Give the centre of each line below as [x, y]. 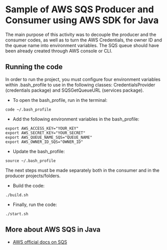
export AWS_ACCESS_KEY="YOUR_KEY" [42, 128]
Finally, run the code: [35, 204]
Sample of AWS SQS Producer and [80, 9]
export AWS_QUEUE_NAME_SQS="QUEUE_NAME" [49, 137]
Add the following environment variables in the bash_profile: [76, 119]
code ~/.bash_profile [28, 109]
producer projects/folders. [33, 176]
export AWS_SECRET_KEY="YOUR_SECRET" [45, 133]
